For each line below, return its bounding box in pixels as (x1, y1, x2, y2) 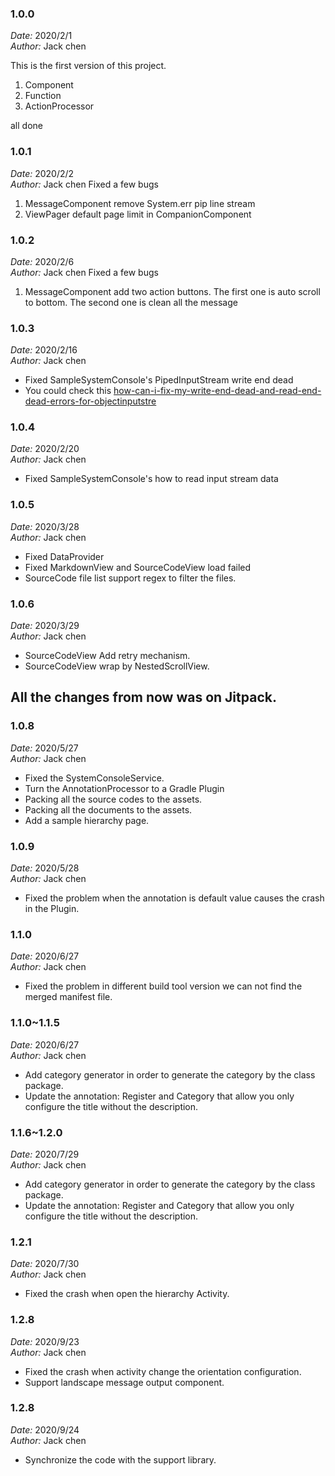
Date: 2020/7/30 (10, 1258, 80, 1270)
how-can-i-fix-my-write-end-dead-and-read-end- (113, 385, 322, 397)
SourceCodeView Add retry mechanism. (24, 650, 191, 662)
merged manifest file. (24, 991, 113, 1003)
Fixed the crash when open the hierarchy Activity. (24, 1288, 230, 1300)
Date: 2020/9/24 (10, 1423, 80, 1436)
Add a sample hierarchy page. (24, 814, 150, 826)
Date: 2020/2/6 (10, 255, 75, 267)
